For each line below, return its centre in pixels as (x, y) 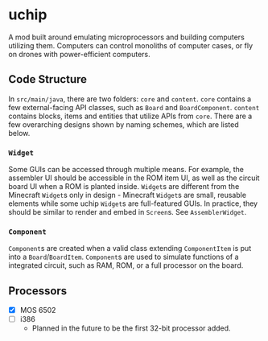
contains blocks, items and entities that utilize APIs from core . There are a (130, 116)
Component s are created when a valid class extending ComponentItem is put (130, 249)
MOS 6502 (38, 310)
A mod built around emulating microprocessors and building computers (127, 37)
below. (19, 133)
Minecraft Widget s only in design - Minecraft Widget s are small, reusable (128, 195)
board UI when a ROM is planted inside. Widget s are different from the (124, 187)
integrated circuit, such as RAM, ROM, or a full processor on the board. (126, 265)
